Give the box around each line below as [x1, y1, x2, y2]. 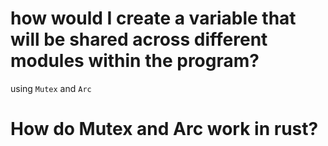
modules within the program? [10, 50, 260, 72]
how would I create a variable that [10, 7, 297, 30]
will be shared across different [10, 28, 268, 51]
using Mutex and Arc [10, 82, 92, 94]
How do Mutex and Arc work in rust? [10, 118, 319, 141]
